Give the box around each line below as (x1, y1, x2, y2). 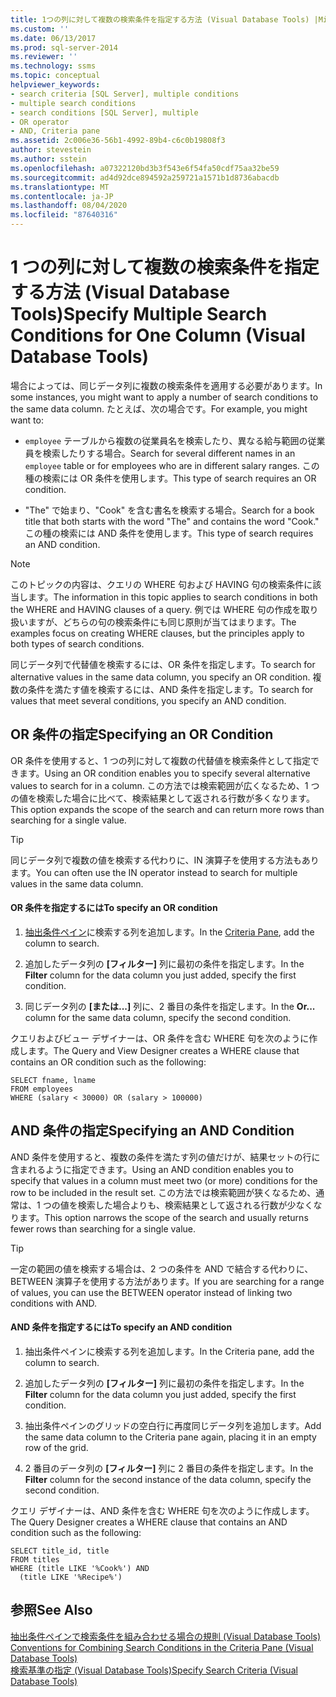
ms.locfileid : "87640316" (10, 210, 118, 220)
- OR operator (10, 117, 70, 127)
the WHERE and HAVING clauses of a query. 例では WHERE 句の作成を (10, 603, 302, 615)
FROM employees (10, 1084, 74, 1094)
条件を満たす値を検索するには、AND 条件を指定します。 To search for (27, 683, 314, 695)
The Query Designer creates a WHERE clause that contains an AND (10, 1516, 288, 1528)
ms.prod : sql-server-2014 (10, 42, 118, 53)
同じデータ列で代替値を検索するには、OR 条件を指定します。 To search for (10, 658, 316, 670)
